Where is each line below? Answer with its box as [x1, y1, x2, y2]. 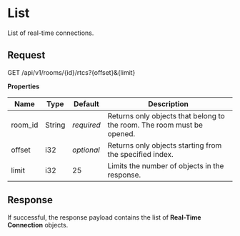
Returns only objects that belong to [107, 111, 225, 120]
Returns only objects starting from [107, 140, 222, 150]
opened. [107, 128, 136, 138]
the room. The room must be [107, 120, 204, 130]
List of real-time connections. [7, 29, 94, 37]
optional [72, 145, 100, 155]
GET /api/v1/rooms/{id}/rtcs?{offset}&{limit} [7, 68, 136, 76]
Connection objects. [7, 220, 69, 229]
